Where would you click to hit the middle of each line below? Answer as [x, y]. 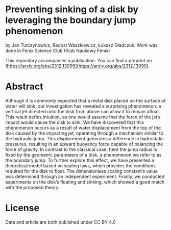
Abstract [24, 86]
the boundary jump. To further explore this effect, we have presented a [80, 160]
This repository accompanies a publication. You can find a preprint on [79, 60]
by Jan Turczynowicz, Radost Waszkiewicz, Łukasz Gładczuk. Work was [81, 45]
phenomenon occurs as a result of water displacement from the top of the [83, 127]
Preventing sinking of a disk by [72, 9]
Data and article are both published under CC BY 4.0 [60, 222]
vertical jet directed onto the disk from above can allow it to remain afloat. [83, 111]
